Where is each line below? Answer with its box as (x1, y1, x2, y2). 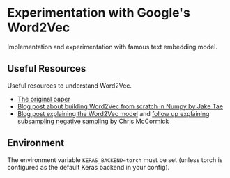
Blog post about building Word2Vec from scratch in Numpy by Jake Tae (17, 102, 224, 111)
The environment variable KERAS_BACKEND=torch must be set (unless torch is (7, 155, 223, 164)
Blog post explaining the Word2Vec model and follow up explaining (17, 109, 210, 118)
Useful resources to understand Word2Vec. (7, 81, 132, 90)
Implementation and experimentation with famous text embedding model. (7, 42, 218, 51)
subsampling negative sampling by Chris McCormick (17, 117, 169, 125)
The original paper (17, 95, 71, 103)
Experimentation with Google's (7, 5, 190, 21)
